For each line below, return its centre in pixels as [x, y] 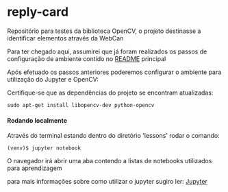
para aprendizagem [35, 168]
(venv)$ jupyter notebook [44, 148]
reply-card [38, 12]
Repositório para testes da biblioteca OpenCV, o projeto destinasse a [104, 31]
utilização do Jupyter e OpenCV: [53, 79]
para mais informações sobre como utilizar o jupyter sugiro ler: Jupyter [107, 182]
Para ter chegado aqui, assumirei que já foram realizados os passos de [107, 51]
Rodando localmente [37, 120]
